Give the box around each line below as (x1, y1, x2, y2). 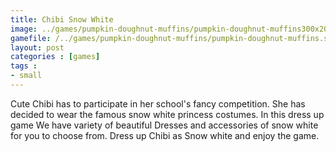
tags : (10, 61, 38, 71)
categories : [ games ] (10, 52, 101, 62)
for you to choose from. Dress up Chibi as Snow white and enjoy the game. (10, 129, 320, 141)
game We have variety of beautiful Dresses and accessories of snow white (10, 119, 319, 131)
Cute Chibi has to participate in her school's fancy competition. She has (10, 97, 306, 110)
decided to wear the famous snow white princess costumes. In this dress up (10, 108, 325, 120)
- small (10, 71, 43, 81)
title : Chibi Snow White (10, 14, 114, 25)
